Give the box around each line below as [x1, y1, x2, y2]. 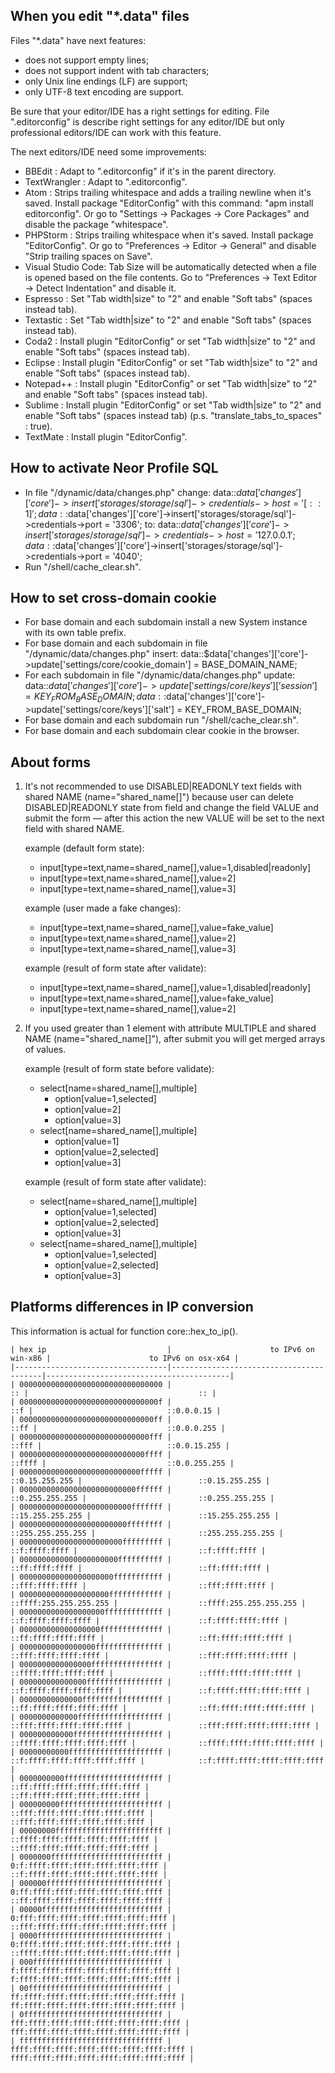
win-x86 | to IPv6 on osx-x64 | [10, 1353, 240, 1363]
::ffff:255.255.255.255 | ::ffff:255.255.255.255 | [10, 1598, 307, 1608]
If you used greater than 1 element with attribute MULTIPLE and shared [24, 1022, 317, 1034]
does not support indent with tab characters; [24, 64, 210, 76]
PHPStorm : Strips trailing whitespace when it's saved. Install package [24, 229, 314, 241]
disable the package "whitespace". [24, 218, 169, 230]
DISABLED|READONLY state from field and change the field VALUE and [24, 802, 319, 814]
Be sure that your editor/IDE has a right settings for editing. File [10, 105, 270, 117]
